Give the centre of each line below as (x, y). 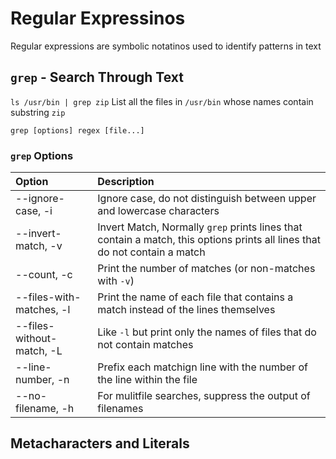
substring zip (38, 112)
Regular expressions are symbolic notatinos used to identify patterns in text (166, 46)
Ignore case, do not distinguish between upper (207, 199)
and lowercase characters (158, 211)
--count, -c (44, 275)
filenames (120, 409)
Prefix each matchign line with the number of (202, 367)
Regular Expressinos (98, 18)
